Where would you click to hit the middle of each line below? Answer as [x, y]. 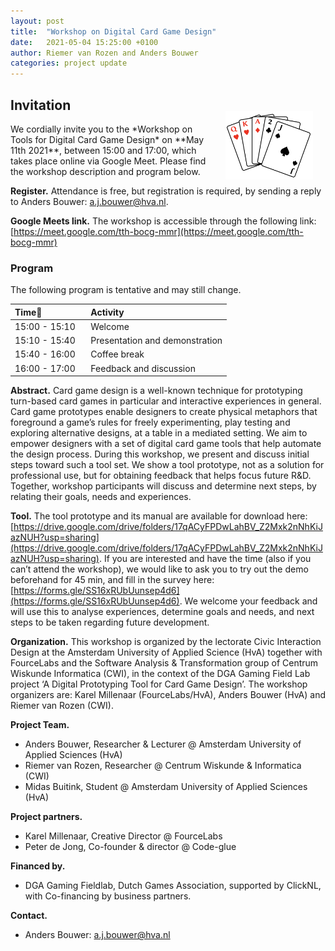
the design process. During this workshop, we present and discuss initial [160, 454]
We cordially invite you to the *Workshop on [101, 129]
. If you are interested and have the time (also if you [205, 559]
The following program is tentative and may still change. [126, 290]
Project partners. [46, 817]
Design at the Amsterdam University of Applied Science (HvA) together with [166, 652]
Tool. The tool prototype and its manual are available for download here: [159, 516]
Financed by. [38, 866]
